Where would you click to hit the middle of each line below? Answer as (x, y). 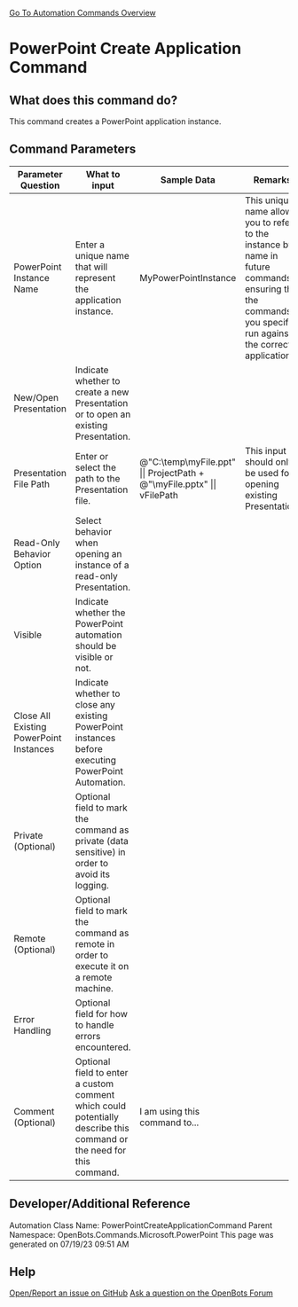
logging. (92, 885)
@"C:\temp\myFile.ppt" (188, 462)
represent (95, 278)
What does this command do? (94, 100)
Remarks (273, 179)
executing (96, 760)
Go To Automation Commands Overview (83, 13)
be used (262, 473)
